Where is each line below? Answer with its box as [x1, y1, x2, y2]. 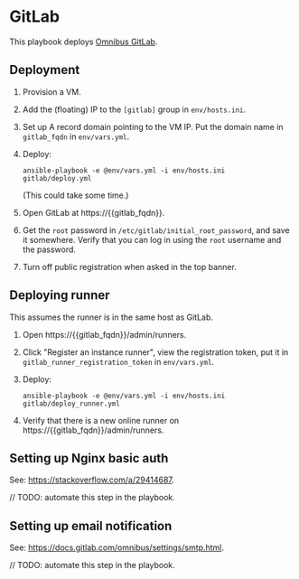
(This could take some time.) [22, 190, 129, 201]
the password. [22, 244, 77, 255]
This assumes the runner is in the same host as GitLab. [9, 312, 214, 322]
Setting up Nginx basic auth [9, 450, 169, 466]
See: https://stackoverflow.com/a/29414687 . [9, 474, 174, 485]
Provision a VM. [22, 86, 81, 97]
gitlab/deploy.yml [22, 173, 92, 182]
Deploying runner [9, 287, 110, 304]
